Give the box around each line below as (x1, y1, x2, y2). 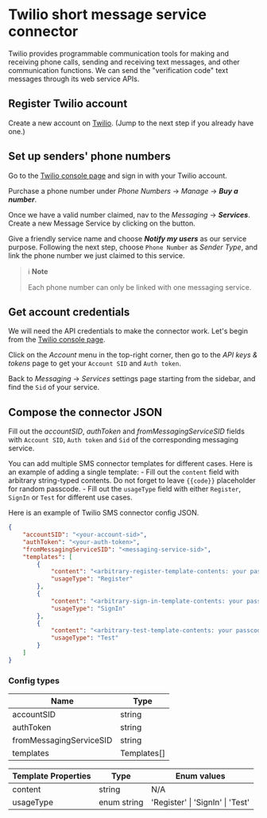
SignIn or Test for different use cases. (8, 492, 133, 502)
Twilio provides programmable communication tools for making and (8, 48, 229, 58)
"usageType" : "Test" (50, 634, 119, 642)
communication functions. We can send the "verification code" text (8, 65, 229, 75)
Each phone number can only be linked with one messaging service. (27, 282, 252, 291)
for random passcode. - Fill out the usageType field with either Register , (8, 484, 242, 494)
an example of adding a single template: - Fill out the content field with (8, 467, 239, 477)
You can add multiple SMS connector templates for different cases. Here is (8, 459, 253, 469)
